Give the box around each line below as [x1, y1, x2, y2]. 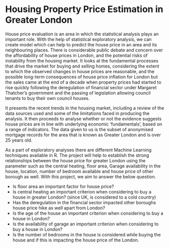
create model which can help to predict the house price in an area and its [5, 41, 157, 47]
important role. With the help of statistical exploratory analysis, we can [5, 36, 152, 42]
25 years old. [5, 137, 33, 143]
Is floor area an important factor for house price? [12, 183, 115, 190]
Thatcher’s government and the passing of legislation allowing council [5, 90, 151, 96]
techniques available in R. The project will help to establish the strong [5, 152, 149, 158]
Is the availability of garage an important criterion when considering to [12, 221, 159, 227]
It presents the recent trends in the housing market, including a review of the [5, 105, 164, 111]
